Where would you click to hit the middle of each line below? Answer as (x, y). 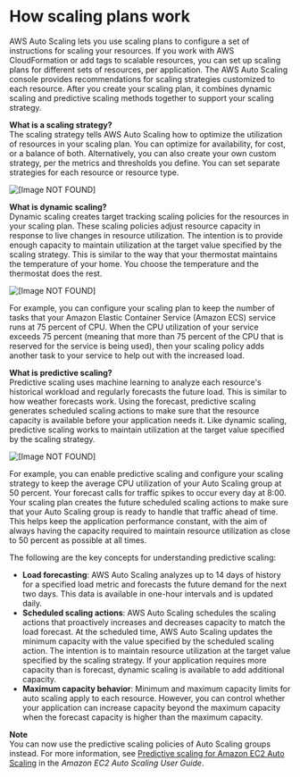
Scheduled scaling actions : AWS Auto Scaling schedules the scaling (149, 613)
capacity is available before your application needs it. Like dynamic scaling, (148, 420)
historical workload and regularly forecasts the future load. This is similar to (148, 391)
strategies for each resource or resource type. (94, 172)
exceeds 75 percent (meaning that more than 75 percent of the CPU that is (146, 336)
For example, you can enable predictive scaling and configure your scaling (146, 473)
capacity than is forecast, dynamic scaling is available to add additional (153, 669)
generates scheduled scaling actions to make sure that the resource (134, 410)
